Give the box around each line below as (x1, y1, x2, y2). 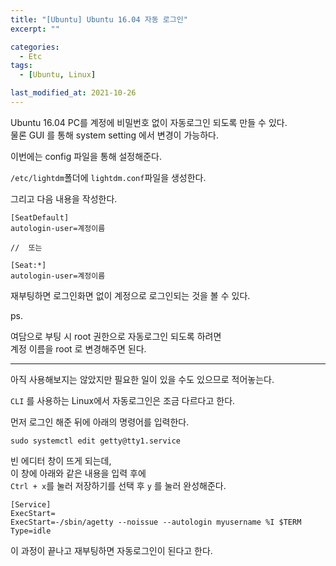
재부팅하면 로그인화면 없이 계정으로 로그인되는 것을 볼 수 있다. (10, 289, 251, 301)
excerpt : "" (10, 24, 60, 34)
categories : (10, 42, 60, 52)
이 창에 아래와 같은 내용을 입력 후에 (10, 467, 147, 479)
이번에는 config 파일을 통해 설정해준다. (10, 150, 162, 162)
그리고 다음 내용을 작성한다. (10, 192, 118, 205)
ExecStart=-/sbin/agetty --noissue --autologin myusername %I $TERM (10, 517, 302, 527)
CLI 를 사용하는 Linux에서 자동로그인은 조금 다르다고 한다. (10, 394, 236, 406)
